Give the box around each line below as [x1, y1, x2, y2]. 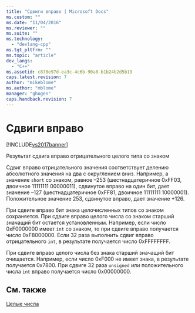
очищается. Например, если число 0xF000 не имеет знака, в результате [6, 255, 189, 262]
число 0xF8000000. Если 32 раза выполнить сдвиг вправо [6, 231, 154, 238]
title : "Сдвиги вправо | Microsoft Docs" [6, 8, 109, 15]
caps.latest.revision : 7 [6, 74, 67, 80]
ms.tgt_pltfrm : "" [6, 47, 51, 53]
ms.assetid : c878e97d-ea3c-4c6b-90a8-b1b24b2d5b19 [6, 69, 133, 75]
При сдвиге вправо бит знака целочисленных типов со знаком [6, 207, 164, 214]
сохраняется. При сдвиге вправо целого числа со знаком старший [6, 212, 174, 219]
